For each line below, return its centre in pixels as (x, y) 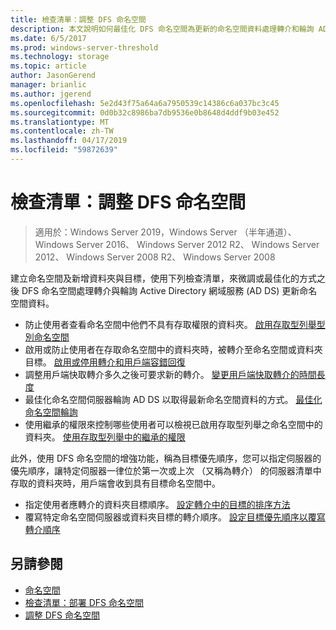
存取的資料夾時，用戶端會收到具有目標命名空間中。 (115, 483)
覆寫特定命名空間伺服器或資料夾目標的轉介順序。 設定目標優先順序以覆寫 (175, 517)
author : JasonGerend (53, 76)
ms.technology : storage (60, 57)
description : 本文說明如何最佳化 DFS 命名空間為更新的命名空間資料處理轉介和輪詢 (162, 29)
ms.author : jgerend (51, 94)
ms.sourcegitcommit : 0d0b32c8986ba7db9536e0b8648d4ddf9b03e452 (145, 112)
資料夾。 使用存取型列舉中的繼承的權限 (105, 437)
